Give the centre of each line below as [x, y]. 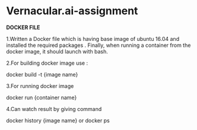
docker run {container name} [42, 97]
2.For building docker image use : [47, 63]
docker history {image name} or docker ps [58, 121]
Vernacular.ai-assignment [72, 11]
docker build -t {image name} [42, 74]
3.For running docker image [40, 86]
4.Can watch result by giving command [54, 109]
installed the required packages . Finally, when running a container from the [99, 45]
